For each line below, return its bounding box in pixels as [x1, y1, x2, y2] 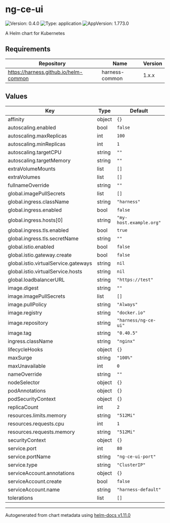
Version [143, 60, 162, 67]
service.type [8, 461, 38, 468]
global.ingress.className [8, 198, 69, 205]
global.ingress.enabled [8, 206, 62, 214]
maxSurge [8, 354, 32, 361]
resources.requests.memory [8, 428, 75, 435]
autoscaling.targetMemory [8, 157, 71, 164]
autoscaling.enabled [8, 124, 56, 131]
